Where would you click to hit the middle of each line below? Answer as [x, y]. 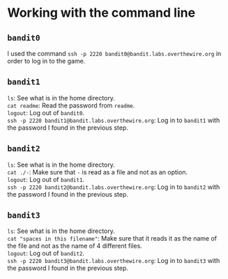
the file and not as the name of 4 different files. [75, 246]
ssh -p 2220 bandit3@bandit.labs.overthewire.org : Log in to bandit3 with [114, 261]
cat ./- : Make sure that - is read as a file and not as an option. [98, 172]
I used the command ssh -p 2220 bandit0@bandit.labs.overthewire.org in [114, 53]
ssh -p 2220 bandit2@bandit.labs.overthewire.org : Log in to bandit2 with [114, 187]
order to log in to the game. [46, 61]
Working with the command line [101, 13]
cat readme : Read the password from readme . [71, 105]
